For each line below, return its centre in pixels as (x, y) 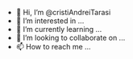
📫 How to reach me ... (53, 47)
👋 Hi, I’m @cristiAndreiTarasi (63, 12)
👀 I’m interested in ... (50, 21)
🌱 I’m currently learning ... (59, 29)
